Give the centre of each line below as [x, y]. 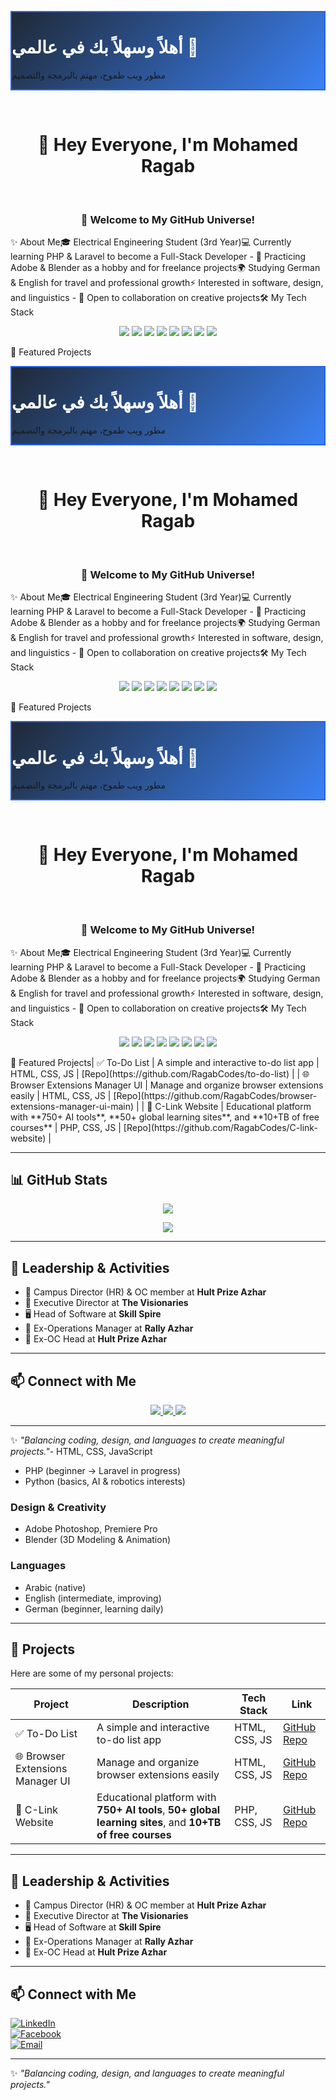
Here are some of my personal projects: [92, 1673]
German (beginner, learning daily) [94, 1608]
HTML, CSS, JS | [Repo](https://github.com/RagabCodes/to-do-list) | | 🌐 [160, 1073]
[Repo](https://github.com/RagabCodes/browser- [215, 1095]
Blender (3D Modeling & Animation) [98, 1540]
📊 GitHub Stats [59, 1179]
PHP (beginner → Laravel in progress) [103, 1470]
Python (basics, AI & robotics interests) [105, 1481]
